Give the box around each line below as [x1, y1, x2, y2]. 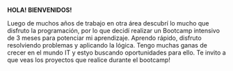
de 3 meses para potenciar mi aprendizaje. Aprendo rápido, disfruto [7, 34, 202, 42]
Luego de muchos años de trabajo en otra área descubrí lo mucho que [7, 19, 210, 27]
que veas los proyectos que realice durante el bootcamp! [7, 56, 170, 64]
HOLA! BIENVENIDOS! [7, 6, 72, 14]
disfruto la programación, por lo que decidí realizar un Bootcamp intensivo [7, 27, 220, 34]
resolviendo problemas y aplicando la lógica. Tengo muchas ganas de [7, 41, 207, 49]
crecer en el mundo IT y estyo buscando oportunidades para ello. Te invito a [7, 48, 226, 57]
